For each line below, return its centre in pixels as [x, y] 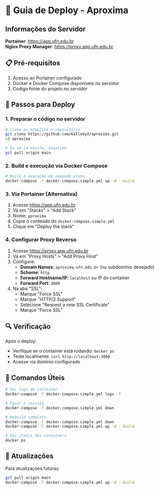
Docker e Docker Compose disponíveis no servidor [66, 83]
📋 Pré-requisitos [33, 63]
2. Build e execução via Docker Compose [56, 166]
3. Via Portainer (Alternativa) [41, 194]
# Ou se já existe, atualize [36, 148]
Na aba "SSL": [27, 288]
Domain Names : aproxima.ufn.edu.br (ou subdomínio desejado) [87, 267]
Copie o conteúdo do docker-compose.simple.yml [64, 221]
